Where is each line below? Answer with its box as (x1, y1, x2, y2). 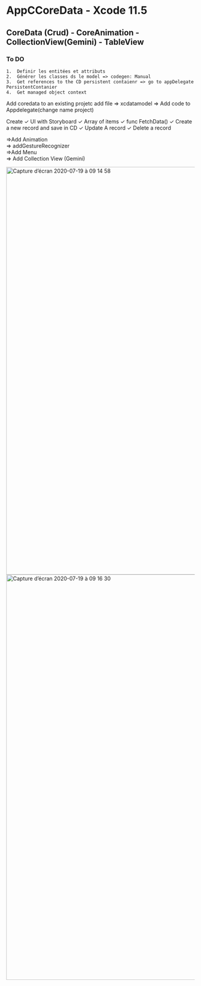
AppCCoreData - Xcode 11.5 (6, 4, 148, 17)
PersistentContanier (6, 84, 58, 90)
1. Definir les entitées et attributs (6, 68, 106, 74)
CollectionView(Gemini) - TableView (6, 37, 145, 47)
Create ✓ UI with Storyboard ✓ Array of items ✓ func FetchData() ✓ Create (6, 117, 193, 125)
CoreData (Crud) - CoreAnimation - (6, 28, 139, 38)
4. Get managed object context (6, 89, 87, 95)
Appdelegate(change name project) (6, 106, 94, 113)
